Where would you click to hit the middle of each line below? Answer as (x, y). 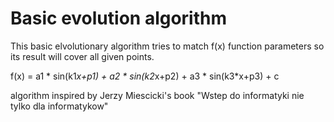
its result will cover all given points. (82, 56)
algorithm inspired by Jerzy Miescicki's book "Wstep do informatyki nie (157, 95)
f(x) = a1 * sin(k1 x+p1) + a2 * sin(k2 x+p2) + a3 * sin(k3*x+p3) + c (145, 76)
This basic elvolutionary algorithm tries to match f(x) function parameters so (167, 46)
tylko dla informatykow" (59, 106)
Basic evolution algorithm (119, 18)
